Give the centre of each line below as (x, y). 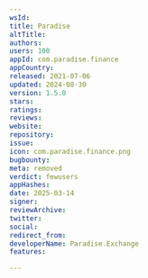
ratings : (26, 110)
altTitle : (28, 34)
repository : (32, 135)
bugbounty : (30, 160)
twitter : (26, 218)
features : (28, 252)
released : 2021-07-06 (50, 76)
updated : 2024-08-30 (48, 85)
